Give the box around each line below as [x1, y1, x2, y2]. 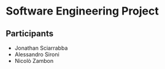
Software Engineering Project [6, 4, 159, 18]
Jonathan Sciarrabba [14, 44, 68, 51]
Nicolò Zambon [14, 57, 54, 64]
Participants [6, 28, 53, 39]
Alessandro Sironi [14, 51, 59, 58]
